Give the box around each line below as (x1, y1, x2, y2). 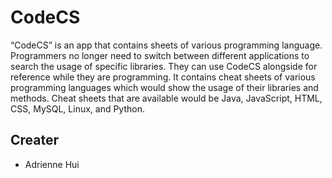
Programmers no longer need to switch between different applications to (10, 49, 310, 61)
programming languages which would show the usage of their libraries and (10, 81, 319, 93)
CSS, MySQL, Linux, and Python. (10, 102, 146, 115)
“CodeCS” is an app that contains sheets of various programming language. (10, 39, 323, 51)
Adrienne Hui (24, 158, 80, 170)
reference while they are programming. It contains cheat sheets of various (10, 71, 316, 83)
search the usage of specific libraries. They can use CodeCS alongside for (10, 60, 318, 72)
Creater (10, 132, 60, 149)
